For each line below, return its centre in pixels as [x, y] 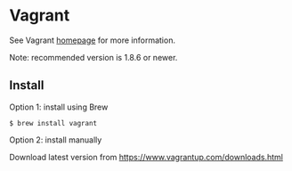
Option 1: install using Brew [59, 107]
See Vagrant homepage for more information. [93, 40]
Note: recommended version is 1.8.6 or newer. [93, 57]
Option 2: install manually [56, 140]
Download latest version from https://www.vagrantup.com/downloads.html [146, 157]
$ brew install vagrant [53, 123]
